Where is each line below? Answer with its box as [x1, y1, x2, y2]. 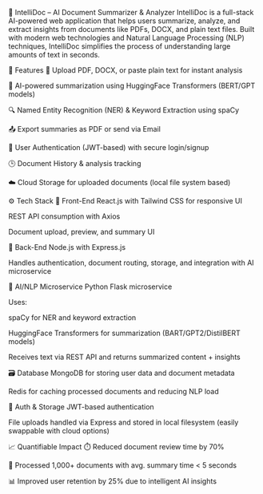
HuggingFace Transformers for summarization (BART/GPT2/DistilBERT [8, 328, 241, 338]
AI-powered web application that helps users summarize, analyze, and [8, 16, 241, 26]
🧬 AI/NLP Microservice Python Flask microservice [8, 282, 173, 291]
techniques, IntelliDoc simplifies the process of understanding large [8, 41, 231, 51]
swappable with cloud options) [8, 426, 110, 435]
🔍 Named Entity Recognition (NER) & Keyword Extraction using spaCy [8, 105, 240, 115]
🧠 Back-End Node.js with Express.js [8, 243, 126, 251]
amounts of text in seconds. [8, 50, 100, 59]
